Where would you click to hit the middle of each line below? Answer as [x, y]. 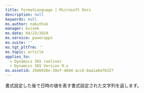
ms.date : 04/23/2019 [27, 33]
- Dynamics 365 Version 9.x [39, 66]
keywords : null [21, 19]
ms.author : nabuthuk [27, 24]
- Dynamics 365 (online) [36, 61]
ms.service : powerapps [29, 38]
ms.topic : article [24, 52]
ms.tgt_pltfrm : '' [24, 47]
